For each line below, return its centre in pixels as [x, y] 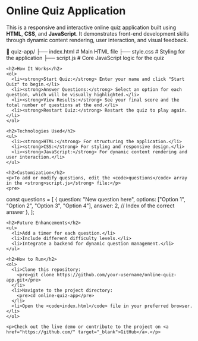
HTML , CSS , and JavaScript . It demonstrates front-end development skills [98, 33]
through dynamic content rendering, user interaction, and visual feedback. [97, 40]
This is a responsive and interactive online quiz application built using [91, 27]
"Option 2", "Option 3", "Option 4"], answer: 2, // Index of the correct [90, 206]
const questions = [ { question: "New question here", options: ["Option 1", [96, 199]
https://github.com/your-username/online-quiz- [117, 274]
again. [179, 110]
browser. [182, 306]
